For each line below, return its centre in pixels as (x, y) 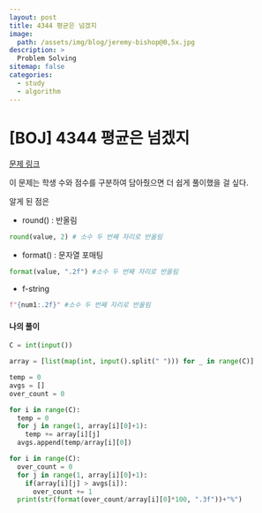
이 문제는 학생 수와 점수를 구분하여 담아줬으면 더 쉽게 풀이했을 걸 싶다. (129, 183)
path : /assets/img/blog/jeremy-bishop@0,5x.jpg (106, 42)
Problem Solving (47, 58)
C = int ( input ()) (41, 346)
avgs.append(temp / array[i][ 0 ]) (75, 443)
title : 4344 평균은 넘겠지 (53, 26)
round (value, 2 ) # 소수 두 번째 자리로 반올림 (86, 237)
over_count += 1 (62, 492)
